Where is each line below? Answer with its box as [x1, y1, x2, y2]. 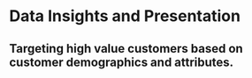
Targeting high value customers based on [9, 41, 243, 56]
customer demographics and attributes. [9, 54, 234, 69]
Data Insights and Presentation [9, 6, 241, 26]
